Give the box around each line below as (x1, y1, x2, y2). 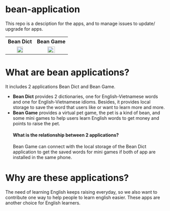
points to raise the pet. (12, 120, 60, 126)
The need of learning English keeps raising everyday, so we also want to (5, 189, 158, 195)
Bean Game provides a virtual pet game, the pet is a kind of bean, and (12, 110, 160, 116)
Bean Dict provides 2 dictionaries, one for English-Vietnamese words (12, 93, 158, 99)
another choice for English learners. (5, 200, 81, 206)
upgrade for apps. (5, 25, 43, 32)
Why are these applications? (5, 172, 129, 184)
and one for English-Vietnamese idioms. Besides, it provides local (12, 98, 151, 105)
